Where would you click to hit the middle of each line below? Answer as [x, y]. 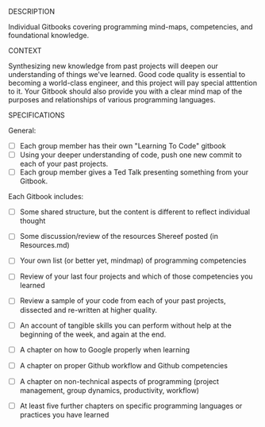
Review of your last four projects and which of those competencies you [136, 276]
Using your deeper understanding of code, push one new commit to [131, 155]
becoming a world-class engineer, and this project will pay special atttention [133, 83]
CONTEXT [25, 50]
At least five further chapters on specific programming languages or [131, 406]
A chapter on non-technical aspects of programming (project [119, 381]
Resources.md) [44, 245]
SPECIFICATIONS [36, 115]
